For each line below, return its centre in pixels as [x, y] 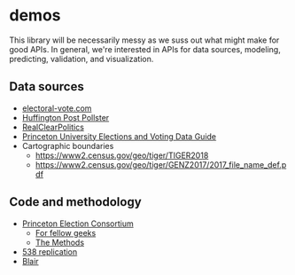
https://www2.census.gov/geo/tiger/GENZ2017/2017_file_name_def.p [161, 164]
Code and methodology [75, 202]
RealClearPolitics [53, 127]
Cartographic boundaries [68, 145]
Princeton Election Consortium [78, 224]
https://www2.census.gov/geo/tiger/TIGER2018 [122, 155]
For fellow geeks [66, 232]
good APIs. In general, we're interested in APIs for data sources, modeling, [145, 49]
